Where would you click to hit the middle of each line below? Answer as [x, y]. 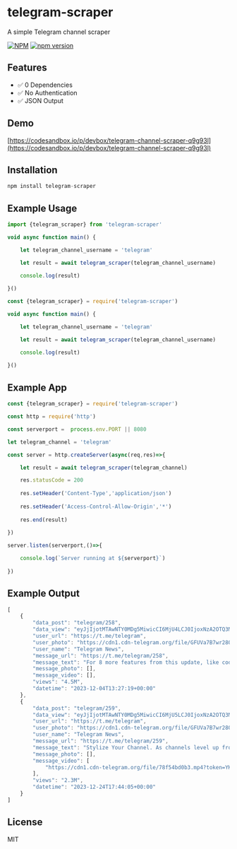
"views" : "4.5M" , [58, 682]
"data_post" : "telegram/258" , [77, 623]
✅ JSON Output [40, 100]
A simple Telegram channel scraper [59, 32]
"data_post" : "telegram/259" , [77, 708]
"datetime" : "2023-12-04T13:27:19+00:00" [95, 689]
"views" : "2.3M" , [58, 780]
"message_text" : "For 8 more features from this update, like [126, 662]
